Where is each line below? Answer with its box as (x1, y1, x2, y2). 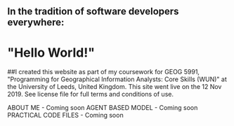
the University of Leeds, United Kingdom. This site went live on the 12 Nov (7, 83, 222, 91)
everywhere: (7, 17, 65, 29)
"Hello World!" (7, 45, 95, 60)
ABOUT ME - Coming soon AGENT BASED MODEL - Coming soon (7, 104, 198, 112)
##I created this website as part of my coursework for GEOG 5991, (7, 68, 200, 76)
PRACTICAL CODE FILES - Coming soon (7, 111, 124, 120)
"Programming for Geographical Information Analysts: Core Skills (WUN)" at (7, 75, 227, 83)
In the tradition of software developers (7, 6, 179, 17)
